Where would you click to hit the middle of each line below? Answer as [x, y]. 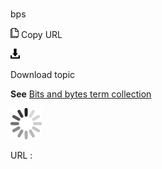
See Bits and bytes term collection [81, 94]
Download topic [43, 75]
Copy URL [41, 35]
